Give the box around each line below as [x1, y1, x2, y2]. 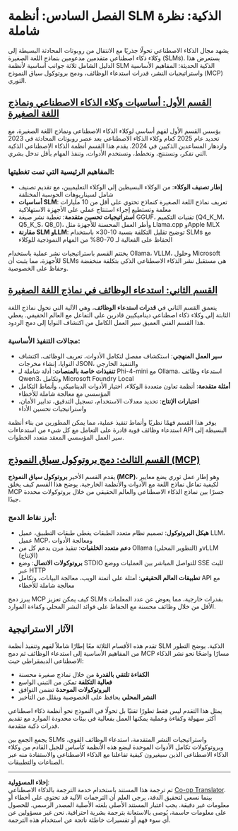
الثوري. [8, 76, 27, 85]
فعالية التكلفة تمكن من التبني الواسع [18, 678, 112, 686]
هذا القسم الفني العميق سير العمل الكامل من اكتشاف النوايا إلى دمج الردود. [8, 318, 206, 326]
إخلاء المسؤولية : [8, 778, 50, 786]
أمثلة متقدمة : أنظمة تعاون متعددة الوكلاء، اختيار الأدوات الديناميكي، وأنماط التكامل [18, 382, 231, 391]
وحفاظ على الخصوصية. [8, 264, 69, 273]
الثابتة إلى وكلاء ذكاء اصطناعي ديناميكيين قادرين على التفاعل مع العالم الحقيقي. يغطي [8, 310, 231, 319]
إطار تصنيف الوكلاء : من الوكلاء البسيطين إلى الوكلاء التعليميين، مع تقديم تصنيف [18, 183, 222, 191]
